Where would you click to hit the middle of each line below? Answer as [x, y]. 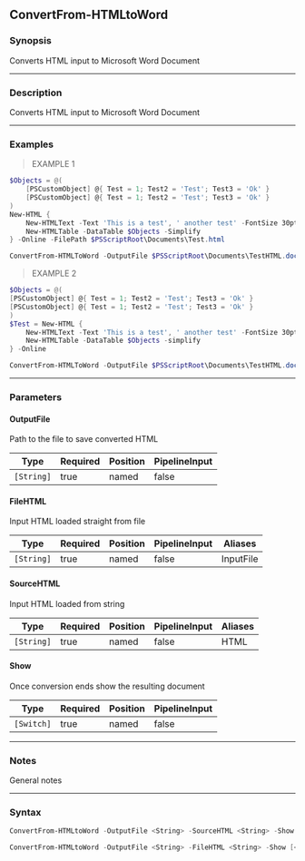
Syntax [25, 812]
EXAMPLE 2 [54, 274]
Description [36, 93]
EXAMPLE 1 [53, 164]
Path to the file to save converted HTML [84, 439]
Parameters [35, 396]
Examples [32, 144]
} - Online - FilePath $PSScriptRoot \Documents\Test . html [117, 240]
